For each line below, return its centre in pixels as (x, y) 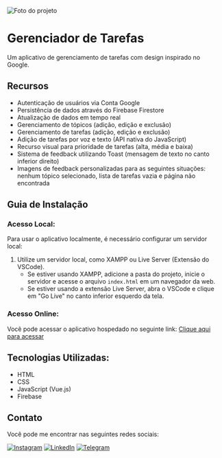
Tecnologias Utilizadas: (58, 358)
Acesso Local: (31, 225)
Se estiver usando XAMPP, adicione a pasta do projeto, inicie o (116, 274)
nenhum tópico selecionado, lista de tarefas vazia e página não (106, 176)
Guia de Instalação (48, 205)
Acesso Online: (33, 314)
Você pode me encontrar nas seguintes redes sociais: (83, 434)
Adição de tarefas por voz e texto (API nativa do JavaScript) (102, 139)
